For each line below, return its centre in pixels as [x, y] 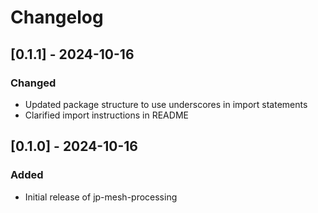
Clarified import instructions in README [106, 115]
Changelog [57, 17]
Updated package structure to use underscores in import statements [166, 104]
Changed [33, 83]
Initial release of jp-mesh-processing [101, 197]
